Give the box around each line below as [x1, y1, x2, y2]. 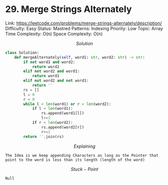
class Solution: [5, 50, 39, 55]
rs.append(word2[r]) [41, 124, 85, 130]
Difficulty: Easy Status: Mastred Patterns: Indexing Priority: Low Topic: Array [5, 25, 163, 31]
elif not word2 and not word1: [23, 78, 89, 83]
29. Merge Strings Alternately [5, 4, 132, 15]
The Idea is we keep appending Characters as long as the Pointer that [5, 153, 158, 158]
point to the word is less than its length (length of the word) [5, 157, 145, 162]
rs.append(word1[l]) [41, 111, 85, 116]
